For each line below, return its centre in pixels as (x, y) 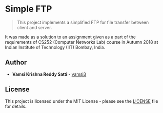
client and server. (34, 27)
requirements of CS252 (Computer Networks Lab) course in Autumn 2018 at (82, 42)
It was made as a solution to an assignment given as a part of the (70, 37)
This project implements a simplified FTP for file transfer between (83, 22)
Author (16, 62)
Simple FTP (29, 9)
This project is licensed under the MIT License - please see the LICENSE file (82, 101)
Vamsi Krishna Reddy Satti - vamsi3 (49, 74)
